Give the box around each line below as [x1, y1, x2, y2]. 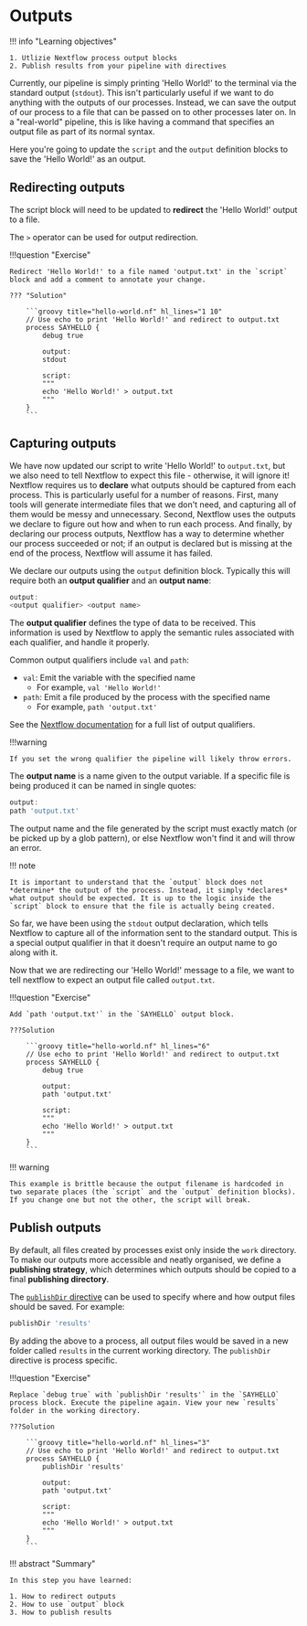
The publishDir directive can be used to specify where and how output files [9, 1291, 295, 1302]
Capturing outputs [9, 436, 117, 452]
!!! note [9, 860, 37, 871]
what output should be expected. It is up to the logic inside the [9, 894, 272, 903]
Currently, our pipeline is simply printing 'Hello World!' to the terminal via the [9, 77, 297, 88]
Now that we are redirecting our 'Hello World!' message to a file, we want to [9, 965, 295, 976]
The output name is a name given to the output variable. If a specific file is [9, 770, 291, 781]
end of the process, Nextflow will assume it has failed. [9, 547, 213, 558]
